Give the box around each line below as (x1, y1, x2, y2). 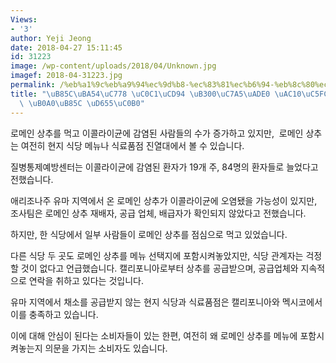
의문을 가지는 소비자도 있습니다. (44, 342, 168, 354)
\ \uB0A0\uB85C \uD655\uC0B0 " (19, 98, 145, 108)
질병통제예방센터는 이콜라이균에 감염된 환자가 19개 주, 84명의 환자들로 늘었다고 (10, 161, 319, 173)
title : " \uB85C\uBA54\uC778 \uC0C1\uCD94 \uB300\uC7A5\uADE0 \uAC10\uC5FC (10, 89, 329, 99)
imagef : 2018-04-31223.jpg (10, 71, 123, 81)
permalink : (10, 80, 56, 90)
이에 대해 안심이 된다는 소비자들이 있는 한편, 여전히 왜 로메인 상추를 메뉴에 (10, 329, 298, 341)
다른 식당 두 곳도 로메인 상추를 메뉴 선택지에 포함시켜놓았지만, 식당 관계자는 (10, 249, 304, 261)
